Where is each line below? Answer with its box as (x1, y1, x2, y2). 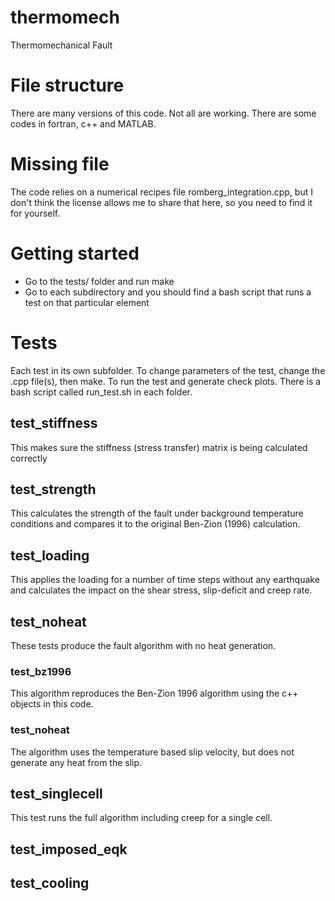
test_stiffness (10, 415, 98, 432)
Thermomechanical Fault (10, 39, 113, 51)
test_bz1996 (10, 664, 72, 678)
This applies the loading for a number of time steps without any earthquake (10, 574, 320, 586)
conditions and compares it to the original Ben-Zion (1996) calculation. (10, 518, 301, 530)
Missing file (10, 153, 110, 176)
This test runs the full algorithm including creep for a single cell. (10, 812, 273, 824)
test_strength (10, 481, 97, 498)
